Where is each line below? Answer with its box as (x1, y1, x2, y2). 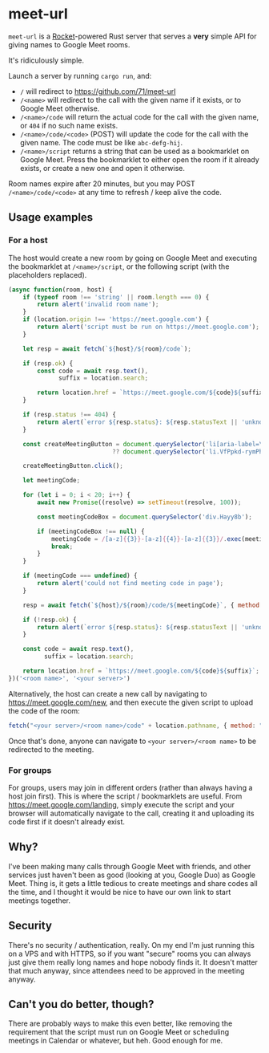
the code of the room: (8, 705, 80, 715)
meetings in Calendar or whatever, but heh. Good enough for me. (8, 1036, 223, 1046)
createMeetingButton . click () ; (22, 462, 124, 470)
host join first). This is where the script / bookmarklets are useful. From (8, 791, 243, 801)
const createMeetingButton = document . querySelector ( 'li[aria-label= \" (22, 440, 267, 448)
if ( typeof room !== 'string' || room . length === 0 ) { (22, 293, 210, 301)
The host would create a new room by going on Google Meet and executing (8, 253, 258, 262)
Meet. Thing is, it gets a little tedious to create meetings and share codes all (8, 878, 258, 888)
